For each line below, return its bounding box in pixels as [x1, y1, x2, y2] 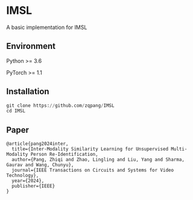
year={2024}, [11, 178, 45, 184]
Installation [6, 86, 49, 97]
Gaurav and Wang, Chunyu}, [6, 162, 74, 168]
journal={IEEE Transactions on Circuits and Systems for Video [11, 167, 174, 173]
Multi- [171, 146, 188, 152]
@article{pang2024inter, [6, 141, 69, 147]
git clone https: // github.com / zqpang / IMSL [6, 102, 115, 109]
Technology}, [6, 173, 39, 179]
